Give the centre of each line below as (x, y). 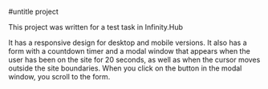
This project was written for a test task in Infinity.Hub (95, 27)
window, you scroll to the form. (59, 77)
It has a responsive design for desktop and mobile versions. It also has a (128, 42)
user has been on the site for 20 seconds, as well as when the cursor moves (134, 60)
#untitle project (33, 12)
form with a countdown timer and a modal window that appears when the (129, 51)
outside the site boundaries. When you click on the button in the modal (125, 68)
